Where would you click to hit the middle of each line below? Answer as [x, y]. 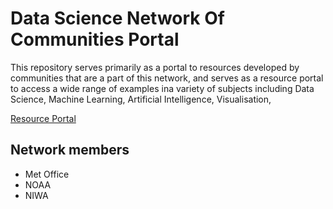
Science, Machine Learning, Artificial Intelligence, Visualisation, [141, 99]
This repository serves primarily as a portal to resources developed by [155, 67]
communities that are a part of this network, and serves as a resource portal [167, 78]
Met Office [47, 174]
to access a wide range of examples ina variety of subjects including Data [162, 88]
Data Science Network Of [117, 18]
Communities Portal [95, 39]
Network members [70, 150]
